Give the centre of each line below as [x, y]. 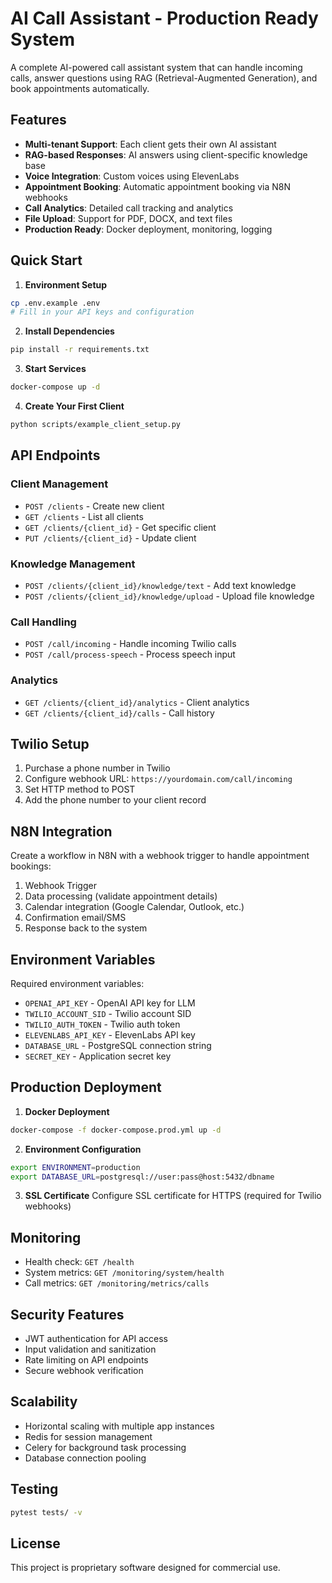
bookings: [31, 866]
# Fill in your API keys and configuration [102, 312]
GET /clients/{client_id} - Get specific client [120, 527]
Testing [34, 1489]
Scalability [44, 1402]
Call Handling [43, 622]
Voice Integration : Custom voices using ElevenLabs [132, 176]
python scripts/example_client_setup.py [96, 425]
